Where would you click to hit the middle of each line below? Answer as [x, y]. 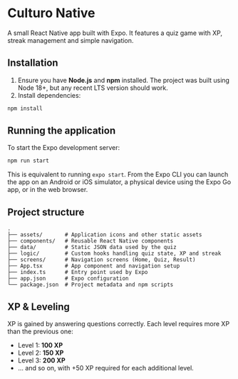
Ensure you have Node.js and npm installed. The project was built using [124, 80]
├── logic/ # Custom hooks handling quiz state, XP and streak [114, 254]
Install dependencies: [49, 95]
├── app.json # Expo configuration [68, 279]
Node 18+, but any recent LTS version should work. [93, 88]
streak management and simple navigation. [71, 40]
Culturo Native [51, 13]
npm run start [29, 161]
